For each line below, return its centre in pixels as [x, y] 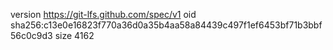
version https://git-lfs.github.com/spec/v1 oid [103, 14]
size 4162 [74, 35]
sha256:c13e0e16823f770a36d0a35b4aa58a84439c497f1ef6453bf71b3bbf [166, 25]
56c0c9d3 [31, 35]
